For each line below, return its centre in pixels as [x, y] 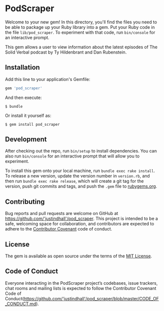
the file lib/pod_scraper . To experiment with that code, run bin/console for [80, 32]
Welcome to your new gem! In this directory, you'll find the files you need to [81, 22]
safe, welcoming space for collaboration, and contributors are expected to [80, 224]
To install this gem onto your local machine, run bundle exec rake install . [80, 171]
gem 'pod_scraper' [24, 88]
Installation [22, 68]
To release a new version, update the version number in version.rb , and [78, 176]
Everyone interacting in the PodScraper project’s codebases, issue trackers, [81, 283]
